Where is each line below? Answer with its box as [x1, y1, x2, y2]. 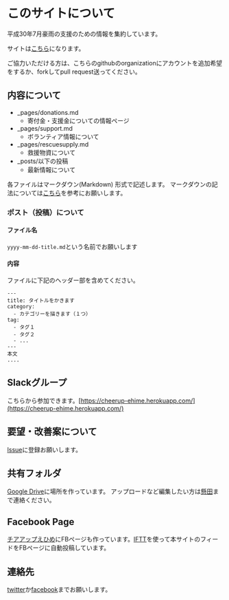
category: [7, 303, 36, 310]
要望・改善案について [7, 426, 97, 438]
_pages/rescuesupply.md [16, 140, 89, 148]
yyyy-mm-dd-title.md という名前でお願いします [7, 242, 138, 250]
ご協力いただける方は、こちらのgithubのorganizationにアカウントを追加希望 [7, 58, 223, 67]
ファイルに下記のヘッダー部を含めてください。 [7, 276, 139, 285]
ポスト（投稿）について [7, 207, 84, 217]
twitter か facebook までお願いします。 [7, 586, 112, 594]
